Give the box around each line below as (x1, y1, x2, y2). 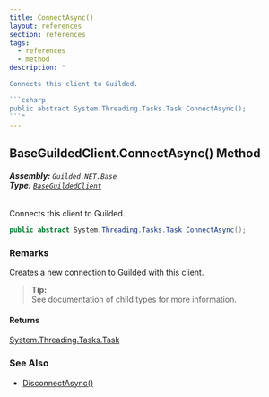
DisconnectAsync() (22, 377, 94, 388)
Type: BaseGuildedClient (9, 181, 102, 191)
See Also (9, 357, 49, 369)
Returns (9, 314, 40, 325)
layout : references (9, 22, 82, 31)
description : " (9, 64, 66, 73)
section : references (9, 30, 87, 39)
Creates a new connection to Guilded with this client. (9, 267, 204, 278)
